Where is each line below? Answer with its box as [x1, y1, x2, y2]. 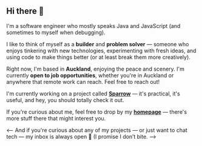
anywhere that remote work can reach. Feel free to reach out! [6, 78, 160, 85]
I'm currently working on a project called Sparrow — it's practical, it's [6, 89, 180, 97]
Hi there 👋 [6, 6, 44, 16]
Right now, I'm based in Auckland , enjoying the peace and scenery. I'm [6, 65, 185, 72]
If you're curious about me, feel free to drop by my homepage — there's [6, 108, 187, 116]
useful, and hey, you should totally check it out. [6, 96, 124, 103]
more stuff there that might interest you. [6, 114, 106, 122]
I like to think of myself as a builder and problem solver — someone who [6, 40, 189, 47]
